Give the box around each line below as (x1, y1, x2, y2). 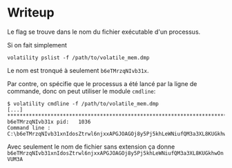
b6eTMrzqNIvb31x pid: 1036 (7, 118, 91, 125)
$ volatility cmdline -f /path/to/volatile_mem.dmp (7, 100, 159, 107)
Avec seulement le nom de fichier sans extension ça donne (7, 143, 175, 151)
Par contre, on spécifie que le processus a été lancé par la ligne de (7, 79, 197, 87)
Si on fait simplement (7, 41, 68, 49)
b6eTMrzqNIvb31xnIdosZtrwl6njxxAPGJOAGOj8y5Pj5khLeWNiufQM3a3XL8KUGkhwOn (7, 149, 224, 156)
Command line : (7, 124, 51, 132)
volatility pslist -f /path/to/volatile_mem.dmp (7, 54, 150, 61)
